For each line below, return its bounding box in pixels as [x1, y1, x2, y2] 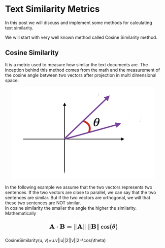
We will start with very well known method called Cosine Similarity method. [5, 34, 158, 40]
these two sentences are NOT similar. [5, 200, 81, 206]
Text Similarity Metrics [5, 3, 100, 15]
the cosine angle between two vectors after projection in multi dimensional [5, 72, 157, 78]
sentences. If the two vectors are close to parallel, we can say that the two [5, 189, 156, 195]
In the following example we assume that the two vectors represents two [5, 184, 153, 190]
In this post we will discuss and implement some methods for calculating [5, 20, 153, 26]
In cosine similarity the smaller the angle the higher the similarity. [5, 205, 137, 211]
